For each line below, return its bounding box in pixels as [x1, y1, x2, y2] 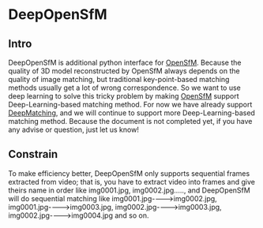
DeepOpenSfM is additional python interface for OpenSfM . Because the [8, 58, 242, 67]
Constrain [8, 148, 58, 161]
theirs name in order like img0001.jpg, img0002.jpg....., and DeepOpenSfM [8, 185, 250, 195]
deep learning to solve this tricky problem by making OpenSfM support [8, 92, 239, 100]
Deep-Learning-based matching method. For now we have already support [8, 100, 253, 109]
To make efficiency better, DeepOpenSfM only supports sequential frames [8, 168, 250, 178]
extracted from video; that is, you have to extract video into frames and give [8, 177, 255, 186]
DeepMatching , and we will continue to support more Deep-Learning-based [8, 108, 255, 118]
